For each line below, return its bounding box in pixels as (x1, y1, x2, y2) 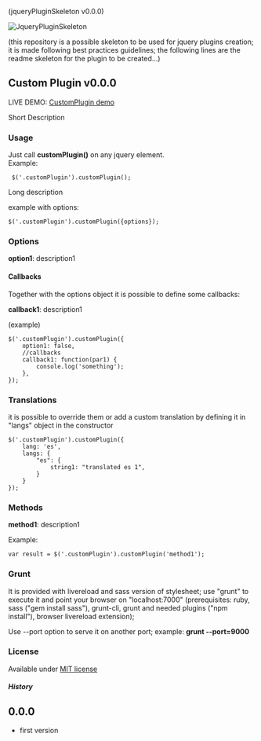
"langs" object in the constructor (8, 420, 114, 430)
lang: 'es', (22, 442, 61, 450)
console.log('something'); (36, 362, 125, 370)
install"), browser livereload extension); (8, 611, 135, 621)
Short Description (8, 112, 65, 122)
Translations (8, 394, 57, 405)
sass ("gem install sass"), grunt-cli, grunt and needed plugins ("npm (8, 603, 229, 612)
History (8, 682, 34, 691)
